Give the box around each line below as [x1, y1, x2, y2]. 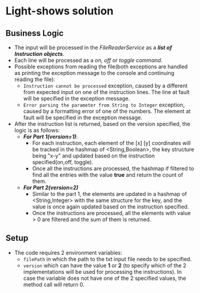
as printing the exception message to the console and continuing [14, 70, 175, 76]
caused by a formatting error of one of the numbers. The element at [23, 108, 191, 114]
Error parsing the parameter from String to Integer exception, [23, 101, 185, 108]
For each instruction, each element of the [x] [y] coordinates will [32, 140, 191, 146]
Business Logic [5, 28, 64, 38]
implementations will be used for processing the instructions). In [23, 268, 182, 275]
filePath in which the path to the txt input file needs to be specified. [23, 255, 192, 262]
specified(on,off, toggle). [32, 159, 93, 165]
